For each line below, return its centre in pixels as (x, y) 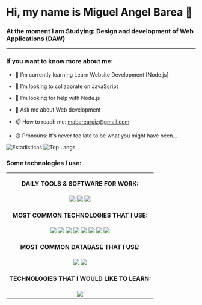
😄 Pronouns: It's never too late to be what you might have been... (96, 136)
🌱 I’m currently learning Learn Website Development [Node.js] (92, 74)
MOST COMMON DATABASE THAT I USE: (80, 247)
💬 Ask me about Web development (58, 109)
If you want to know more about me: (60, 61)
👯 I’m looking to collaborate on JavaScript (66, 86)
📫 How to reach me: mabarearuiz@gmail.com (72, 121)
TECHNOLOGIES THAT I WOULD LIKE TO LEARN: (80, 278)
